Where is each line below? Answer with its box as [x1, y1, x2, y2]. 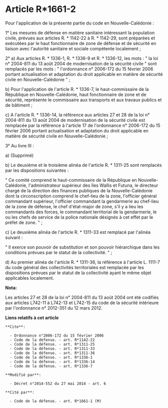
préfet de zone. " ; [5, 219, 42, 225]
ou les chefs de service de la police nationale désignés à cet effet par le [5, 214, 153, 220]
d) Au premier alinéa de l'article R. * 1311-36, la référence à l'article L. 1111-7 [5, 259, 160, 265]
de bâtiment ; [5, 102, 32, 108]
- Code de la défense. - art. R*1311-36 [9, 351, 95, 356]
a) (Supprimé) [5, 152, 34, 158]
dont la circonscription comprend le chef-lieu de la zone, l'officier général [5, 193, 157, 199]
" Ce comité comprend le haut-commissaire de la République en [5, 177, 137, 183]
